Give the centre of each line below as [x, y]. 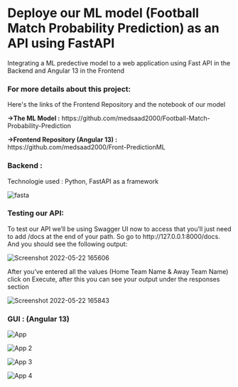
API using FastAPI [61, 43]
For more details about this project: [69, 89]
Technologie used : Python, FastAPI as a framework [83, 181]
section [18, 287]
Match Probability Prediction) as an [113, 28]
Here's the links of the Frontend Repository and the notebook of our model [117, 105]
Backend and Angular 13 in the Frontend [66, 70]
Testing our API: [36, 213]
